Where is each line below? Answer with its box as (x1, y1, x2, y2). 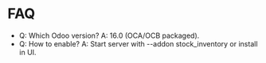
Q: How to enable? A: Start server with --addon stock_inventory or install (18, 39, 258, 48)
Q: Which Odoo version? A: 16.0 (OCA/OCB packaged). (18, 31, 200, 40)
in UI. (18, 47, 37, 57)
